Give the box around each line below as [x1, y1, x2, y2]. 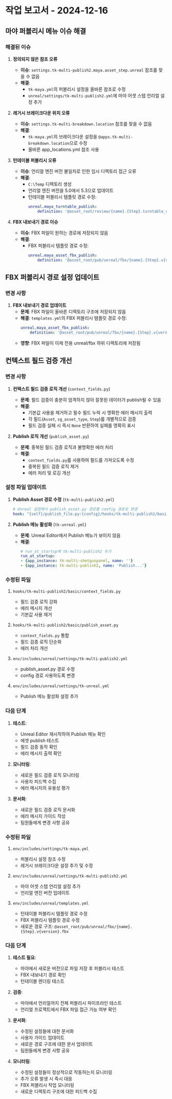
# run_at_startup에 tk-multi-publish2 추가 [20, 549, 112, 554]
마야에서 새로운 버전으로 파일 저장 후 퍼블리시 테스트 [20, 965, 124, 972]
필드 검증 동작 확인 [20, 744, 58, 750]
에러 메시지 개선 [20, 605, 52, 611]
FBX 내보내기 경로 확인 [20, 972, 67, 978]
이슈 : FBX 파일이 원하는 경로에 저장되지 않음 [20, 229, 109, 236]
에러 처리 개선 [20, 645, 48, 651]
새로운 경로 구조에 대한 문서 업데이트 [20, 1041, 93, 1047]
